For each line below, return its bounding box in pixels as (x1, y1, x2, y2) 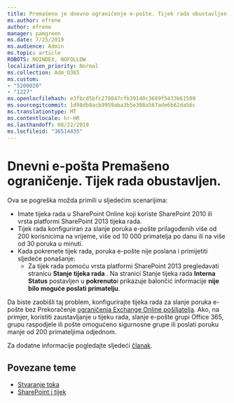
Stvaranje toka (17, 381, 60, 389)
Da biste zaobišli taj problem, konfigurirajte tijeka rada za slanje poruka (7, 298, 212, 306)
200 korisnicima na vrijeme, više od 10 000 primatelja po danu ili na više (17, 232, 226, 241)
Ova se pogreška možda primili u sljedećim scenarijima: (7, 196, 168, 204)
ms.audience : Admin (7, 43, 64, 50)
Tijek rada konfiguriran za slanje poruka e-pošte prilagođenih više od (17, 225, 217, 233)
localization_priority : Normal (7, 62, 99, 70)
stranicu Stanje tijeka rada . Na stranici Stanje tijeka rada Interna (27, 270, 216, 278)
